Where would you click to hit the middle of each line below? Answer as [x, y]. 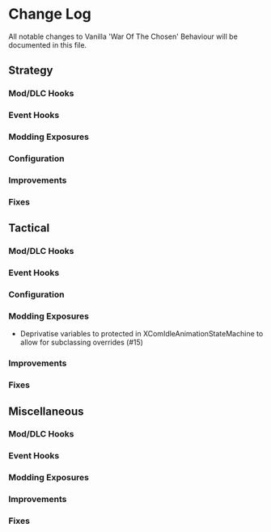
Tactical [29, 228]
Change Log [50, 14]
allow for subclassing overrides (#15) [82, 342]
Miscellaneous [46, 411]
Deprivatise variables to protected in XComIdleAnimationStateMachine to [142, 334]
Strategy [31, 71]
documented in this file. [48, 44]
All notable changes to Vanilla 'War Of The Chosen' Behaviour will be [123, 36]
